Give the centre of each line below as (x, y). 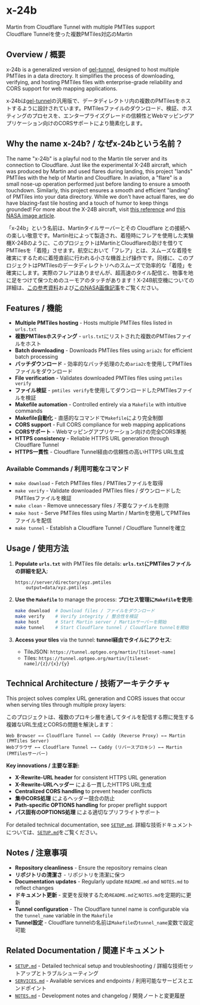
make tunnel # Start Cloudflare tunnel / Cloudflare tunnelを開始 (102, 628)
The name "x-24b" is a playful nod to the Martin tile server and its (87, 158)
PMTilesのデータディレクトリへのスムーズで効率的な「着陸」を (115, 265)
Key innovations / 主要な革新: (43, 765)
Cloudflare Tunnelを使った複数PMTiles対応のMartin (70, 34)
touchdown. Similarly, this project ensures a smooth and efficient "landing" (98, 190)
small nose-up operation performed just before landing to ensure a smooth (98, 184)
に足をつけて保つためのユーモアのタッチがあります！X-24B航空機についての (100, 280)
